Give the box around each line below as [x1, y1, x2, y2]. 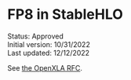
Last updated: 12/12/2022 [7, 48, 90, 57]
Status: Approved [7, 31, 64, 41]
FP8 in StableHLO [7, 5, 123, 24]
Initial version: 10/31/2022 [7, 39, 91, 49]
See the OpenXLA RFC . [7, 63, 83, 72]
